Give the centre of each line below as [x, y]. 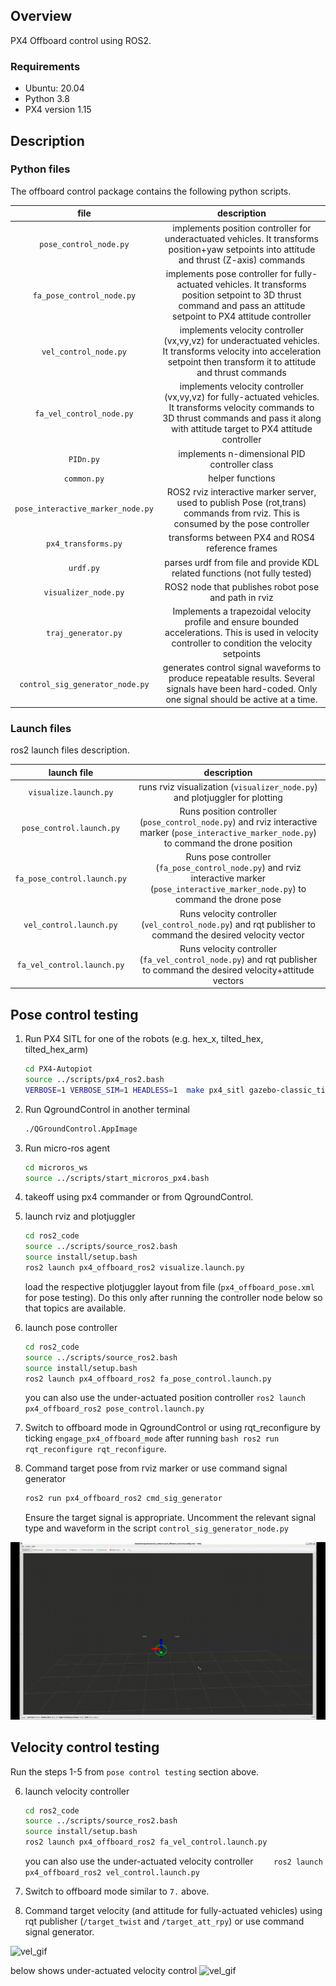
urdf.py [84, 569]
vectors [228, 980]
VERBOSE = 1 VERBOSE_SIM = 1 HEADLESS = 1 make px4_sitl [134, 1090]
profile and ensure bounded [242, 622]
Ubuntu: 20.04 [54, 88]
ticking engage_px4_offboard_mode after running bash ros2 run [152, 1438]
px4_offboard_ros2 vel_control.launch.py [112, 1873]
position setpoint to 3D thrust [241, 295]
